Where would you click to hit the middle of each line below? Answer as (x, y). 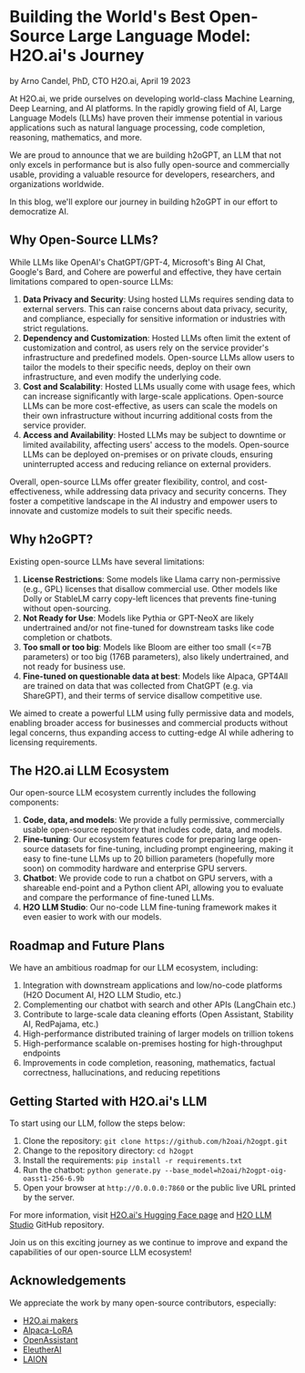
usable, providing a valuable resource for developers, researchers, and (142, 174)
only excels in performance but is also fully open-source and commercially (149, 164)
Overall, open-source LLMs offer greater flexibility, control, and (127, 482)
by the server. (49, 1197)
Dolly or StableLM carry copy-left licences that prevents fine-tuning (149, 598)
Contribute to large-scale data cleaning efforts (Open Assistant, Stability (158, 1014)
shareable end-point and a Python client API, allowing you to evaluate (153, 888)
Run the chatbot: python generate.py (91, 1170)
